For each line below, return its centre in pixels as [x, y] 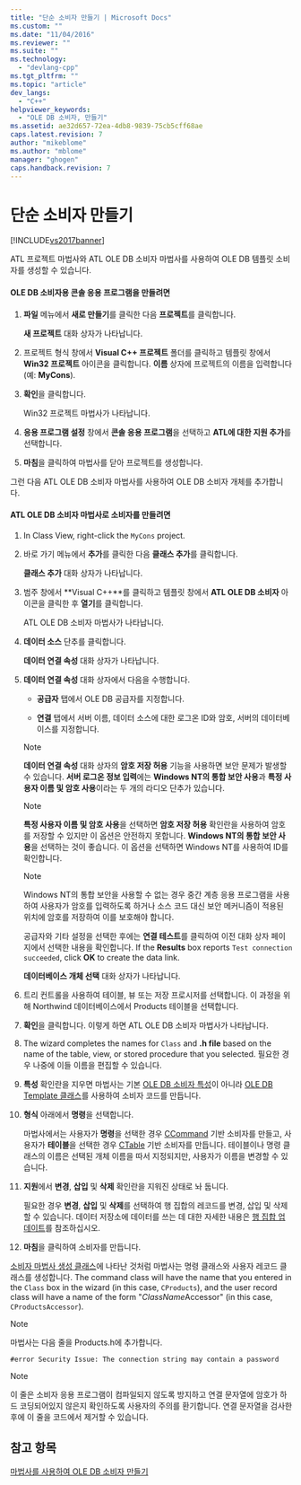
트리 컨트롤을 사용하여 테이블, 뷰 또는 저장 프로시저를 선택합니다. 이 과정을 [152, 995]
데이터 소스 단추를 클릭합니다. [74, 641]
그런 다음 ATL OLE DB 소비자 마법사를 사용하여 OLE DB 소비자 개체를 [131, 481]
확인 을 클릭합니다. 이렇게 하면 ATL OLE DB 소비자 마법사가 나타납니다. [146, 1025]
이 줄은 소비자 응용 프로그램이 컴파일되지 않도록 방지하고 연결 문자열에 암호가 [144, 1394]
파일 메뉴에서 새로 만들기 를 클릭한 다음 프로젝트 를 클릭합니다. [129, 314]
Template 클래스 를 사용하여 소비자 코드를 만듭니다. [112, 1095]
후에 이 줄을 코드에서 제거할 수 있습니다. [79, 1417]
